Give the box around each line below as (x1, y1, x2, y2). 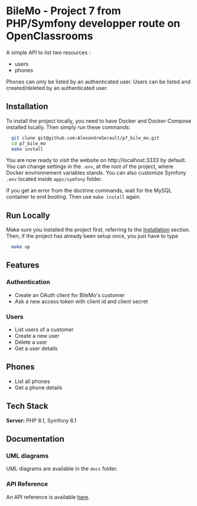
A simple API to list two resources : (6, 49, 91, 56)
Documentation (6, 434, 65, 444)
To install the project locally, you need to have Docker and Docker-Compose (6, 117, 192, 124)
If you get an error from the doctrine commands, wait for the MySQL (6, 187, 172, 194)
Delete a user (14, 339, 48, 346)
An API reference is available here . (6, 493, 90, 501)
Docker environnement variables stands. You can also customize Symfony (6, 169, 187, 176)
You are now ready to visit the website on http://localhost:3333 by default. (6, 157, 187, 164)
